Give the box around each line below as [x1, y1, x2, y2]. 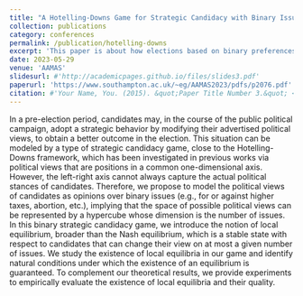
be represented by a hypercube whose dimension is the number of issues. [9, 209, 286, 220]
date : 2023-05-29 [9, 55, 75, 64]
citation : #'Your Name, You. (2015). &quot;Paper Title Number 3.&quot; [9, 88, 289, 97]
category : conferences [9, 30, 95, 39]
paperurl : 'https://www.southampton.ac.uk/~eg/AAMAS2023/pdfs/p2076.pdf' [9, 80, 293, 89]
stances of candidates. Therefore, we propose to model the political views [9, 180, 286, 191]
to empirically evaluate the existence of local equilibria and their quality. [9, 276, 276, 287]
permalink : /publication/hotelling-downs [9, 38, 168, 48]
